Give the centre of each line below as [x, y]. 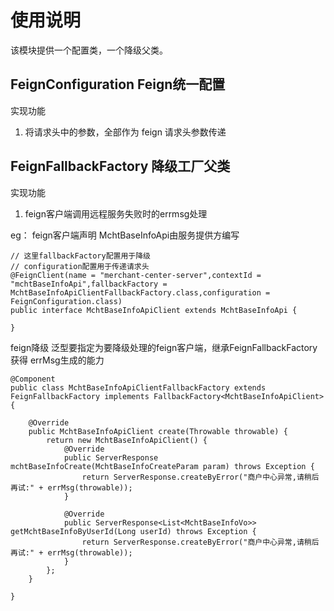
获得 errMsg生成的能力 [57, 360]
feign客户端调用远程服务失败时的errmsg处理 [116, 213]
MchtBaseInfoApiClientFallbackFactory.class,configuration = [140, 292]
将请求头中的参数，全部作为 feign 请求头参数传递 [125, 132]
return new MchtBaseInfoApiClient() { [127, 440]
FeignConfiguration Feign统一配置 [118, 84]
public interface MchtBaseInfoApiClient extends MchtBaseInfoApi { [154, 310]
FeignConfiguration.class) [66, 301]
